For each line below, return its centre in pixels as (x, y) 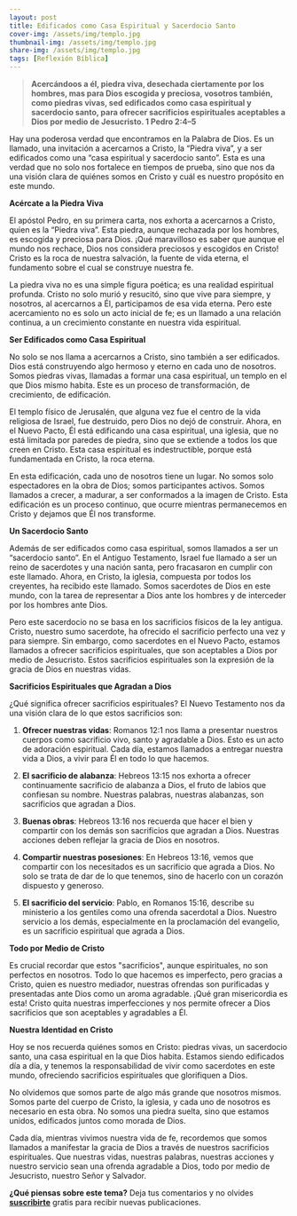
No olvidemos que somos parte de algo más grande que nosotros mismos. (145, 1092)
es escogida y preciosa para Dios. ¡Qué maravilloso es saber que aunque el (147, 239)
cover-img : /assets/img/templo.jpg (75, 34)
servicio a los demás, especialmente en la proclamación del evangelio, (151, 921)
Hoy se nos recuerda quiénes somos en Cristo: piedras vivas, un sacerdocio (148, 1047)
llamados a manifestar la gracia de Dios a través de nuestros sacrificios (139, 1147)
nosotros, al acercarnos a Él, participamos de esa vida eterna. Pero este (141, 304)
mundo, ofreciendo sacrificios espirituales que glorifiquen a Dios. (129, 1075)
